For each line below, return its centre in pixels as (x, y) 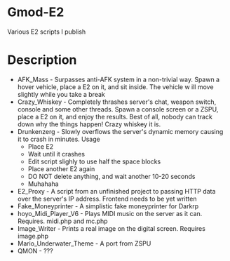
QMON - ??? (35, 250)
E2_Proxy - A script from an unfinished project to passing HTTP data (116, 191)
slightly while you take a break (61, 94)
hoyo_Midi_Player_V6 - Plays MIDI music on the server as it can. (110, 213)
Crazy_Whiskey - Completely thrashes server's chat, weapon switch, (117, 102)
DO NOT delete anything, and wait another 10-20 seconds (111, 176)
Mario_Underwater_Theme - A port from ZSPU (84, 243)
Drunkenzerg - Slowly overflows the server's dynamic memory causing (120, 131)
